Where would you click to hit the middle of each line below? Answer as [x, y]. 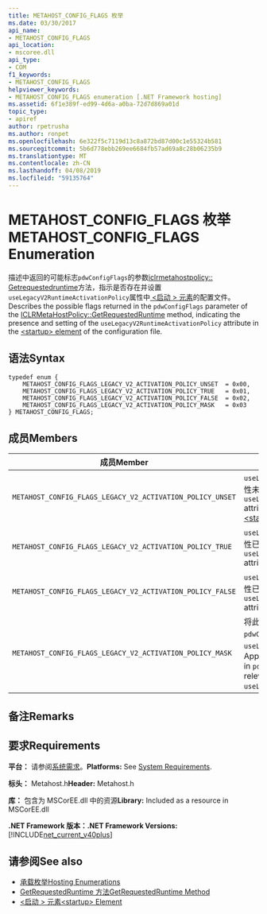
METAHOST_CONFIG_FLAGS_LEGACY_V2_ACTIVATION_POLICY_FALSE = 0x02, [136, 398]
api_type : [25, 60]
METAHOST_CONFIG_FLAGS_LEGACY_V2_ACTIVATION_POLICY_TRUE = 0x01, [136, 391]
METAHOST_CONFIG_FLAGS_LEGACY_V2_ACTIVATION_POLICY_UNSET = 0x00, [136, 384]
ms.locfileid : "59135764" [51, 178]
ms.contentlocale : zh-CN [49, 164]
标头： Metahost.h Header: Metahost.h [72, 783]
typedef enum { [33, 377]
